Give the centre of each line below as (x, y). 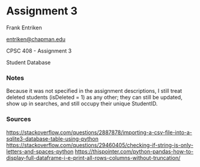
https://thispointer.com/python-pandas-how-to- (134, 151)
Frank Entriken (24, 28)
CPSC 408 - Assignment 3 (39, 51)
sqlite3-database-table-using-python (53, 138)
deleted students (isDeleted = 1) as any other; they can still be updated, (94, 98)
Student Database (29, 62)
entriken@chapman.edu (36, 39)
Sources (19, 119)
